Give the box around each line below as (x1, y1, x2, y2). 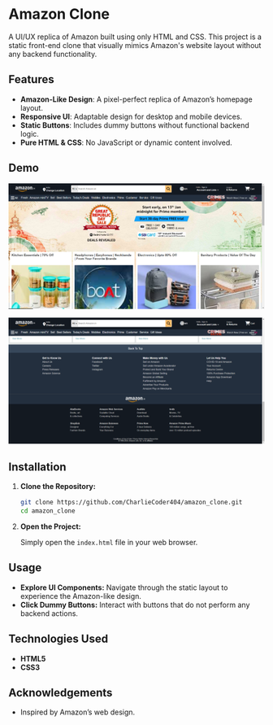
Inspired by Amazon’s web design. (19, 707, 136, 717)
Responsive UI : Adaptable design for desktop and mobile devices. (19, 111, 242, 121)
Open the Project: (19, 522, 81, 531)
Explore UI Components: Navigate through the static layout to (19, 583, 228, 592)
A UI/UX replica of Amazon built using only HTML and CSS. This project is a (8, 32, 262, 41)
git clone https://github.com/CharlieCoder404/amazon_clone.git (19, 498, 243, 507)
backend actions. (19, 608, 79, 618)
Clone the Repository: (19, 482, 96, 491)
